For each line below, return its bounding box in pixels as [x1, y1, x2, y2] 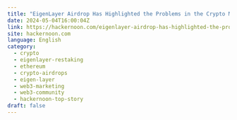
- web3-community [13, 89, 65, 96]
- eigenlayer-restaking [13, 56, 83, 64]
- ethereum [13, 63, 46, 70]
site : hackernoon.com [7, 30, 71, 37]
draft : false [7, 102, 46, 109]
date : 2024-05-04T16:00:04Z [7, 17, 90, 24]
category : [7, 43, 37, 50]
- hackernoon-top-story [13, 96, 83, 103]
